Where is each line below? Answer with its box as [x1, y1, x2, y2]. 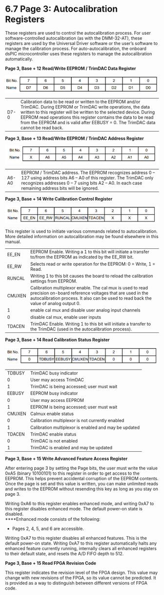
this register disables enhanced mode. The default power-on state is [5, 506, 143, 511]
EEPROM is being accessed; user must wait [30, 404, 118, 410]
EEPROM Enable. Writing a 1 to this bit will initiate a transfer [30, 249, 150, 255]
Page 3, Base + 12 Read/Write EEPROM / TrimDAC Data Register [5, 65, 136, 71]
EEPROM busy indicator [30, 390, 78, 397]
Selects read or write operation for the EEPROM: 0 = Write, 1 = [30, 261, 155, 267]
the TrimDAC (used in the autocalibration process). [30, 326, 132, 332]
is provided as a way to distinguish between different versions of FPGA [5, 580, 148, 586]
